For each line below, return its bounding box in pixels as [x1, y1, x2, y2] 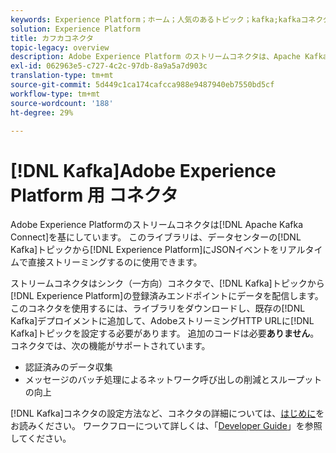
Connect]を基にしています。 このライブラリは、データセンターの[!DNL [10, 231, 302, 243]
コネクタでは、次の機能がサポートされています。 [10, 340, 211, 352]
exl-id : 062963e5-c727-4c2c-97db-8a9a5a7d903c [10, 61, 208, 71]
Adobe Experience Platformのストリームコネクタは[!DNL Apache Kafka [10, 219, 304, 231]
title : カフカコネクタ [10, 33, 94, 43]
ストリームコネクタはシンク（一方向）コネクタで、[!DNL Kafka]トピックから [10, 277, 325, 290]
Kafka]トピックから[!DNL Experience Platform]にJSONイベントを [10, 244, 280, 256]
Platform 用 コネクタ [10, 184, 179, 206]
